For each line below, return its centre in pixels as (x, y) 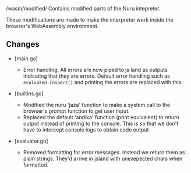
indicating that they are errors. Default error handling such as (96, 76)
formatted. (36, 165)
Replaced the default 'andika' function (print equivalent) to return (101, 117)
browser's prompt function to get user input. (76, 111)
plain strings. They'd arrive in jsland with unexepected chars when (103, 158)
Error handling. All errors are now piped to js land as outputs (95, 70)
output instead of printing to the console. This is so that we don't (101, 123)
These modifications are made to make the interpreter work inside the (90, 20)
